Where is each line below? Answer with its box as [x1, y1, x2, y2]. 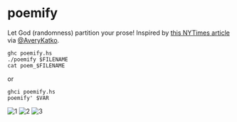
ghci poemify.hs [7, 88, 56, 95]
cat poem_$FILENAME [7, 62, 65, 69]
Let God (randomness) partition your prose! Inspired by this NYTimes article [7, 28, 230, 37]
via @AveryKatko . [7, 35, 60, 44]
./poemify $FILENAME [7, 55, 69, 63]
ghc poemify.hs [7, 50, 53, 57]
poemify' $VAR [7, 94, 50, 101]
